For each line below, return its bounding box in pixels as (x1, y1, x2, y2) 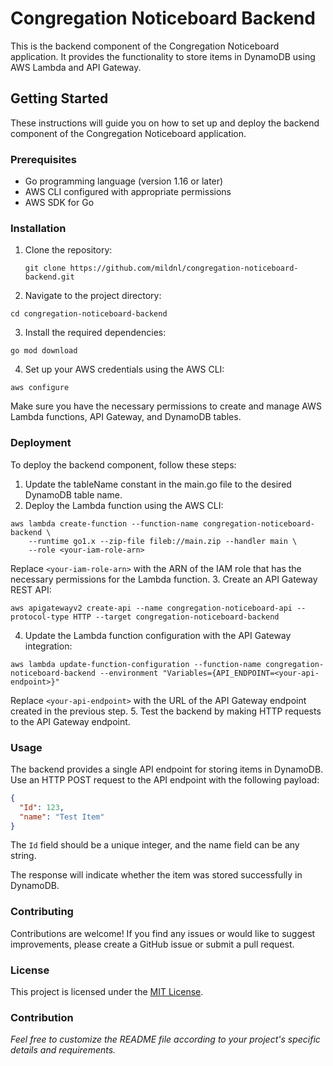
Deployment (10, 436, 72, 450)
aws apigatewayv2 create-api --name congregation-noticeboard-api (10, 603, 293, 613)
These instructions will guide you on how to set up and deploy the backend (10, 117, 320, 129)
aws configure (10, 383, 70, 393)
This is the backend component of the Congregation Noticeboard (10, 40, 280, 52)
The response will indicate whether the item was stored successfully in (10, 869, 303, 881)
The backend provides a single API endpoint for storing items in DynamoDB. (10, 763, 324, 775)
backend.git (24, 272, 75, 282)
